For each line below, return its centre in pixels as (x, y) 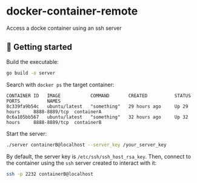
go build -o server (31, 73)
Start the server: (27, 133)
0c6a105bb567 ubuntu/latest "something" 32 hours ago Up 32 (97, 117)
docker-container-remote (72, 11)
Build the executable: (32, 61)
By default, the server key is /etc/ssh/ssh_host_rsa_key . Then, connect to (98, 156)
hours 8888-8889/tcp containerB (54, 122)
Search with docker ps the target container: (60, 85)
